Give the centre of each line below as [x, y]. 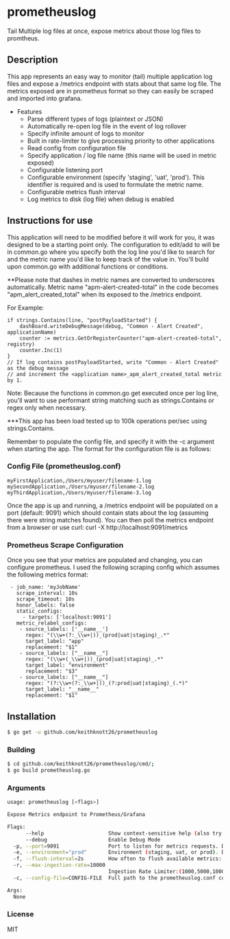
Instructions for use [50, 221]
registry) [21, 344]
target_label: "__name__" [62, 689]
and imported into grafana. [45, 98]
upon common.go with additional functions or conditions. [88, 266]
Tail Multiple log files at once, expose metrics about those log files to [104, 31]
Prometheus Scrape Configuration [65, 545]
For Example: [26, 308]
